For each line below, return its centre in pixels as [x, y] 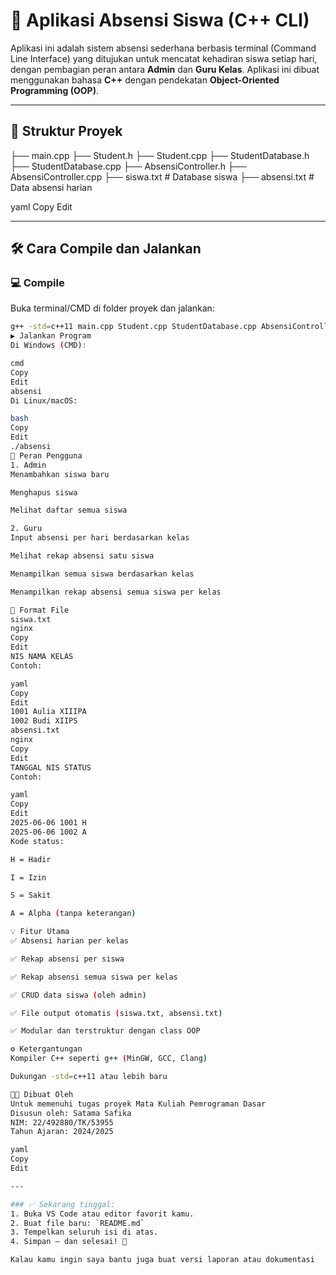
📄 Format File [40, 610]
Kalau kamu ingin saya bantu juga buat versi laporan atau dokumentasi [162, 1260]
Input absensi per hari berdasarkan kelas [100, 538]
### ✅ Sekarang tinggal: [63, 1204]
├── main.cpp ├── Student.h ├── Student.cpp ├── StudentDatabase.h [160, 155]
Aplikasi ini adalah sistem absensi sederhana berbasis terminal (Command [163, 48]
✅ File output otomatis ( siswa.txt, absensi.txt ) [116, 1013]
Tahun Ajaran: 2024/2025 [62, 1132]
